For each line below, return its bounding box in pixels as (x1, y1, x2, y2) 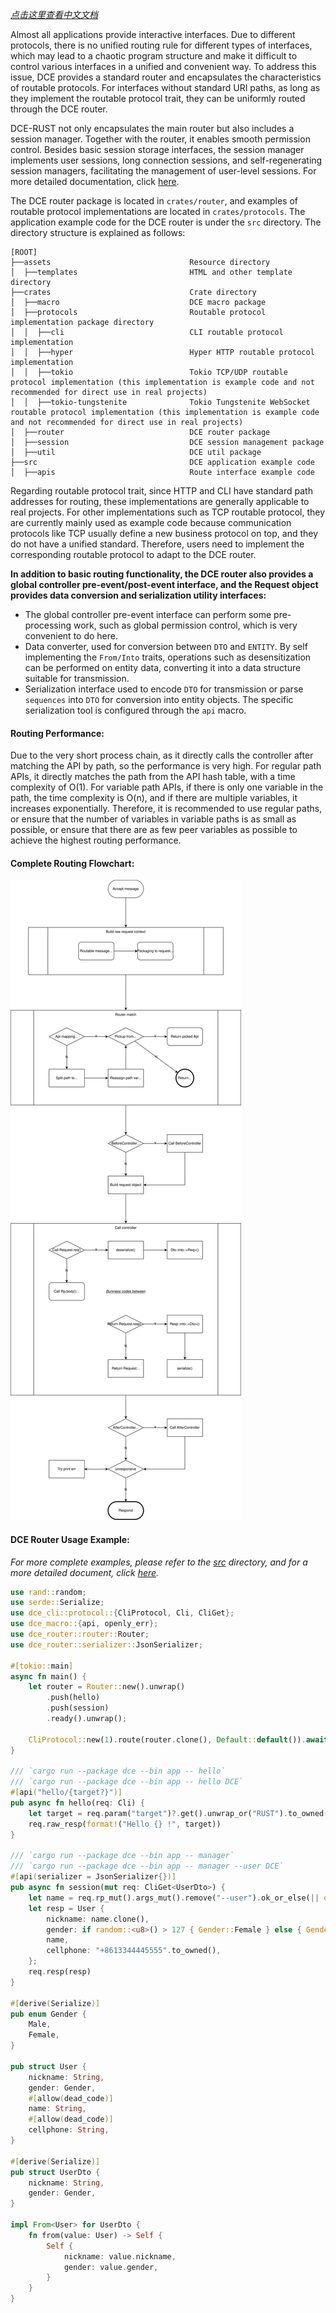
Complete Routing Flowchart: (10, 857, 135, 869)
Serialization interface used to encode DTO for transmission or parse (24, 683, 304, 695)
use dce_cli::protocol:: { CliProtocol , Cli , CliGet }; (10, 1608, 235, 1618)
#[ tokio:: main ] (10, 1661, 74, 1671)
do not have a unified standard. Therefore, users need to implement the (10, 538, 305, 550)
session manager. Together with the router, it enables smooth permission (10, 133, 311, 145)
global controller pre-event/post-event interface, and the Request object (10, 579, 319, 590)
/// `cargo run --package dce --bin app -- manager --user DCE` (10, 1861, 284, 1872)
